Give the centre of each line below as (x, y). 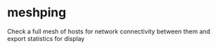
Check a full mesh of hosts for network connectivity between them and (109, 31)
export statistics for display (46, 38)
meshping (37, 13)
